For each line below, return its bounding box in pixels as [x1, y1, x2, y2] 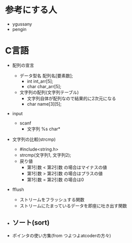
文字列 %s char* [27, 126, 61, 132]
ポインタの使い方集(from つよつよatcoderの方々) [12, 232, 111, 239]
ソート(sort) [12, 218, 50, 227]
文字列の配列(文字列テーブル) [19, 89, 79, 95]
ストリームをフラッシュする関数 [19, 196, 85, 202]
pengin [12, 26, 27, 32]
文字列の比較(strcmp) [12, 136, 56, 142]
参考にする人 [5, 4, 58, 16]
